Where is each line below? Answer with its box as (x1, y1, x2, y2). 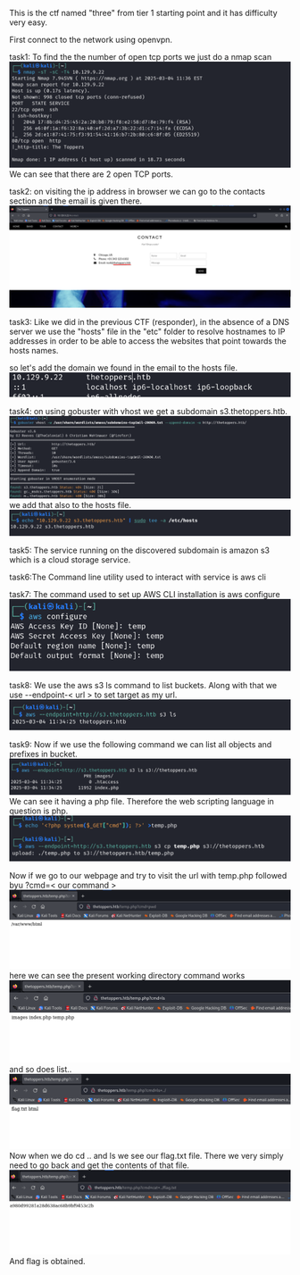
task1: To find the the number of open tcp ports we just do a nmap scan (9, 52, 272, 62)
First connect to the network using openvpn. (9, 35, 172, 45)
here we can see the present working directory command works (9, 971, 246, 981)
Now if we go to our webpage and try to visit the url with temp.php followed (9, 871, 287, 881)
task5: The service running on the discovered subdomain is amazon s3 (9, 545, 271, 556)
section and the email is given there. (9, 196, 143, 206)
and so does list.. (9, 1063, 72, 1074)
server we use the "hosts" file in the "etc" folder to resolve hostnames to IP (9, 326, 286, 337)
